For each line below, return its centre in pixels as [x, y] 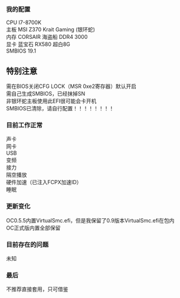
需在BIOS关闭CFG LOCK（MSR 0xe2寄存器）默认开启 [71, 86]
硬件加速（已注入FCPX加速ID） [44, 182]
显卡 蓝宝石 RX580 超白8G [38, 44]
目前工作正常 [24, 125]
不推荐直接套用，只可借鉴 [37, 289]
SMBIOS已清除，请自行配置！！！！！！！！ [60, 109]
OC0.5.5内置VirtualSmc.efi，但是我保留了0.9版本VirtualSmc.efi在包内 [90, 220]
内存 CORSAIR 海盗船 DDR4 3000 [47, 37]
